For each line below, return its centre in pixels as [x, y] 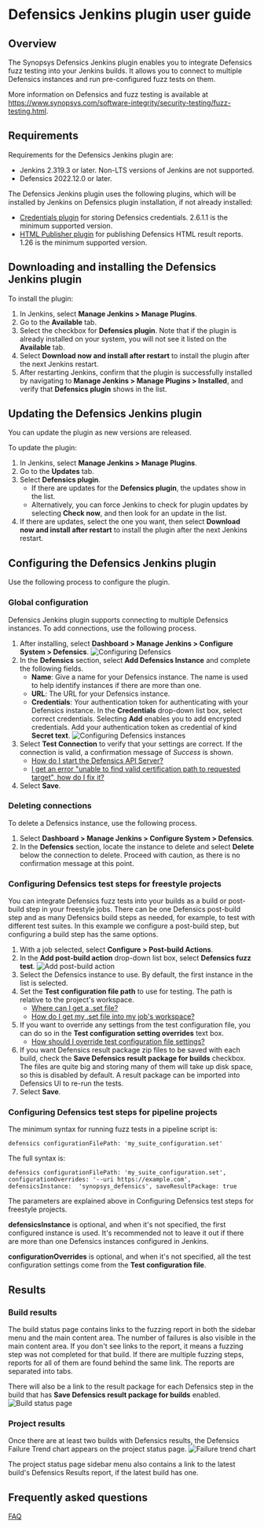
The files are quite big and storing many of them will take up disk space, [136, 1067]
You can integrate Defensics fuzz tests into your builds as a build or [117, 901]
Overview [33, 44]
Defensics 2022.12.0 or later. [66, 178]
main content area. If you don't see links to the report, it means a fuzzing [126, 1346]
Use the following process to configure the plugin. [89, 582]
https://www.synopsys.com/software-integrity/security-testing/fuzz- [120, 103]
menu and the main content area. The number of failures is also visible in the [132, 1338]
